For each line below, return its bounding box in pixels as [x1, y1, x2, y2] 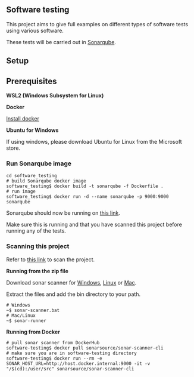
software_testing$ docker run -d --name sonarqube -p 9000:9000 [6, 194, 169, 200]
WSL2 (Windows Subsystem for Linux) [6, 92, 104, 99]
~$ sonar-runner [6, 317, 46, 324]
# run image [6, 188, 36, 194]
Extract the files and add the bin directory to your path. [6, 291, 141, 298]
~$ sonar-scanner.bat [6, 307, 60, 313]
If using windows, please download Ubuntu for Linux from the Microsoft [6, 138, 183, 146]
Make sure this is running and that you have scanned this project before [6, 221, 183, 228]
